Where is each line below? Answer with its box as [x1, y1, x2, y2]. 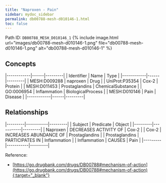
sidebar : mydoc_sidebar [5, 12, 55, 17]
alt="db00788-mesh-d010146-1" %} [38, 45, 112, 51]
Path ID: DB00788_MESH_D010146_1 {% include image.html [5, 35, 119, 41]
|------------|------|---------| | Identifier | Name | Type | [5, 73, 120, 79]
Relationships [5, 108, 49, 117]
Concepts [5, 60, 36, 68]
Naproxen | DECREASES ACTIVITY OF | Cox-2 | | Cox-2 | [46, 126, 162, 132]
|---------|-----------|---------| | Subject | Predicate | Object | [5, 121, 132, 127]
